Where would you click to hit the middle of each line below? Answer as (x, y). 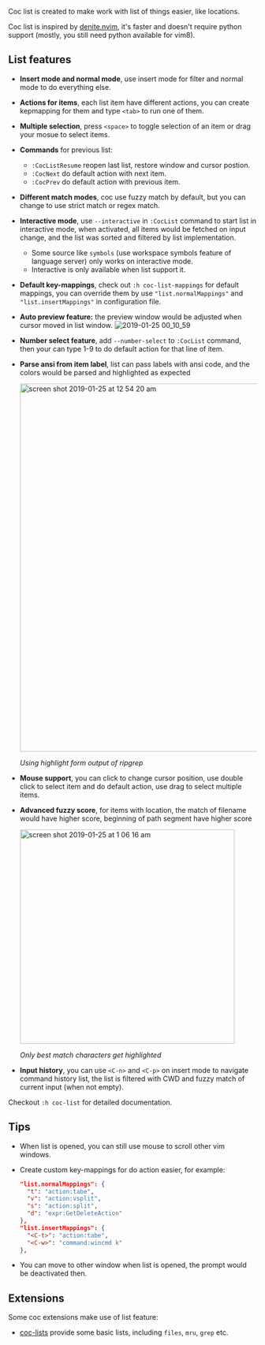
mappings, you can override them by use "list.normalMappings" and (131, 293)
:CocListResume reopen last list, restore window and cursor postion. (141, 165)
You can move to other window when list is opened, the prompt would (133, 1265)
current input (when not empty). (71, 1086)
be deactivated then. (53, 1273)
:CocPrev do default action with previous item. (106, 181)
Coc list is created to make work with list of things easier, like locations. (124, 11)
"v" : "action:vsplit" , (64, 1199)
